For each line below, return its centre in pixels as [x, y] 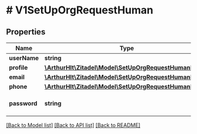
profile [18, 68]
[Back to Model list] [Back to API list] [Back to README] [73, 125]
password [23, 103]
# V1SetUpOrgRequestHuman [80, 10]
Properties [26, 32]
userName [24, 58]
